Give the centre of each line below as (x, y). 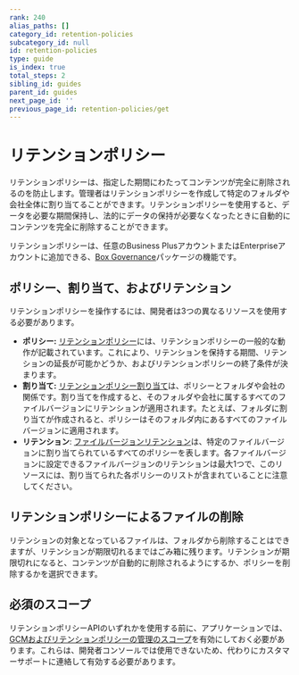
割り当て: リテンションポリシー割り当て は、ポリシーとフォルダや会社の (154, 386)
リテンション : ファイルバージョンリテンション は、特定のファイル (141, 442)
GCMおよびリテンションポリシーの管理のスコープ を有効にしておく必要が (143, 638)
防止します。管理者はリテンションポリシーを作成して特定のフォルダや (161, 194)
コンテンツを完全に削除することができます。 (91, 227)
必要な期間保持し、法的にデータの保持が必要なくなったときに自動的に (162, 216)
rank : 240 (28, 17)
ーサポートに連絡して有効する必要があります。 (95, 661)
